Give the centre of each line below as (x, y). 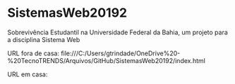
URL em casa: (28, 74)
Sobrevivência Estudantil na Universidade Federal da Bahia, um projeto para (117, 32)
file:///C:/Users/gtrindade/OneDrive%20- (121, 53)
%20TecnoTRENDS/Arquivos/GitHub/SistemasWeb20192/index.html (107, 60)
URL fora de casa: (34, 53)
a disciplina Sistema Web (44, 39)
